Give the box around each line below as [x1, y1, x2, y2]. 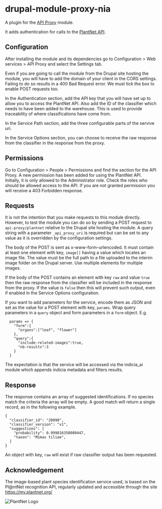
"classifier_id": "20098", [9, 418, 64, 423]
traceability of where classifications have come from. [5, 111, 112, 117]
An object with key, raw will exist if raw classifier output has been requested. [5, 452, 158, 458]
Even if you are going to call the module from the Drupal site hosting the [5, 70, 149, 76]
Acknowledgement [5, 466, 64, 474]
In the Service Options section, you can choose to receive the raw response [5, 135, 157, 140]
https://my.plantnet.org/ [5, 489, 52, 495]
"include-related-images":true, [17, 340, 83, 345]
